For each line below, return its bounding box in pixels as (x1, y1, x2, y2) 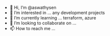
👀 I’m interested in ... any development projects (9, 10, 105, 16)
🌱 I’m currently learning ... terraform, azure (9, 15, 97, 20)
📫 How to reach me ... (9, 26, 55, 31)
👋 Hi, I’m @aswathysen (9, 5, 56, 10)
